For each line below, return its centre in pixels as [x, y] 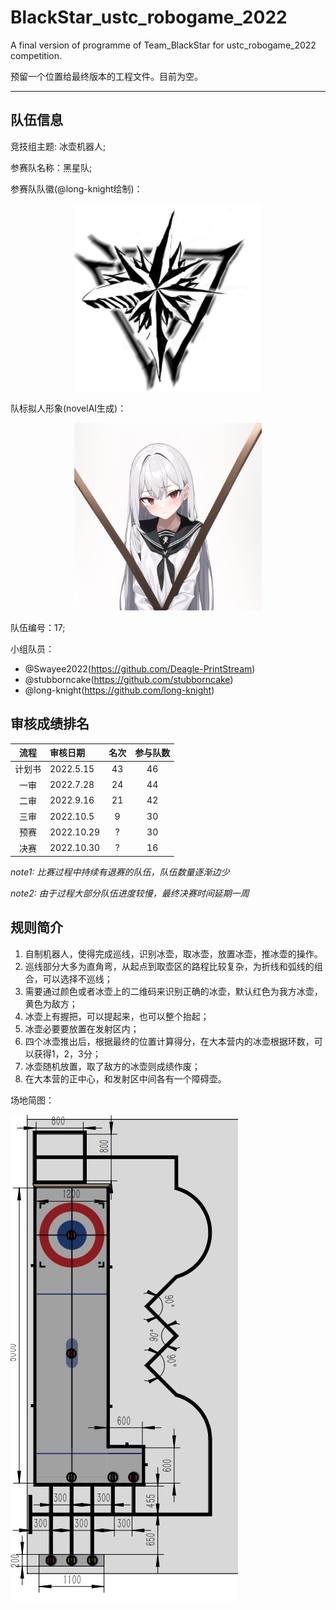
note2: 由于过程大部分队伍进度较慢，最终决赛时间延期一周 [130, 893]
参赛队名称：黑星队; [51, 167]
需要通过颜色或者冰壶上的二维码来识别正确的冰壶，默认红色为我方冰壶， [173, 991]
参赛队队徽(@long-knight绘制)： [76, 188]
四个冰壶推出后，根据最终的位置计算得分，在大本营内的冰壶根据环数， [169, 1041]
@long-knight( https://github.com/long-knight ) [119, 690]
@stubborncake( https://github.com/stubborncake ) [129, 679]
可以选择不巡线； [77, 978]
